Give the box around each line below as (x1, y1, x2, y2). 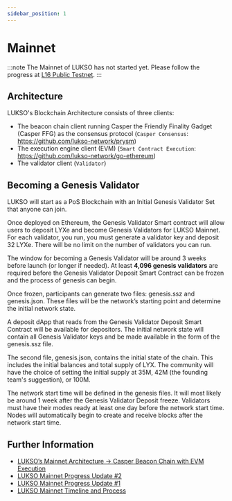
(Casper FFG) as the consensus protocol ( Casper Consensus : (17, 130, 189, 138)
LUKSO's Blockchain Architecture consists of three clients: (7, 109, 175, 117)
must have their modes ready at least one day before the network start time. (7, 404, 224, 412)
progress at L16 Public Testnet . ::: (7, 70, 102, 78)
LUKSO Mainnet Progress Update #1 (17, 479, 121, 487)
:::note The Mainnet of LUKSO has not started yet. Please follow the (7, 63, 200, 71)
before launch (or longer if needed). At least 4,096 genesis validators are (7, 262, 218, 270)
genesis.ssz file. (7, 340, 53, 348)
